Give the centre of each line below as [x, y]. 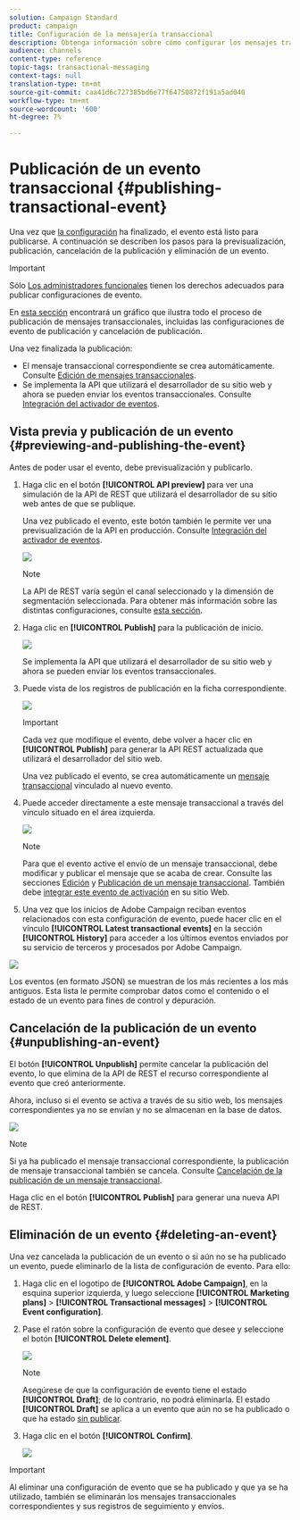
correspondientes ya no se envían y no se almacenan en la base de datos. [146, 1109]
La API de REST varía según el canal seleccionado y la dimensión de [148, 591]
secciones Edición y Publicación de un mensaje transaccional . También [154, 882]
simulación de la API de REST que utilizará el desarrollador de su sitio [150, 494]
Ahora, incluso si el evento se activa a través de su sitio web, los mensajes [146, 1100]
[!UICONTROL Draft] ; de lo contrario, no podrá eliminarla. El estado [146, 1399]
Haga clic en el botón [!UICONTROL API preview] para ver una [138, 484]
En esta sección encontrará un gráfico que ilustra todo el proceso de [136, 313]
